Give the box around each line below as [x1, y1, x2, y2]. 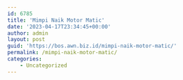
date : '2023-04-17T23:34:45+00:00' [7, 23, 111, 30]
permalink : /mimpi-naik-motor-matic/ [7, 49, 118, 56]
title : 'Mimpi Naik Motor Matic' [7, 17, 105, 24]
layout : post [7, 36, 46, 43]
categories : [7, 56, 42, 63]
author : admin [7, 29, 49, 37]
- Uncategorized [20, 62, 68, 69]
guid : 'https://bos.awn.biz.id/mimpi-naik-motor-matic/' [7, 42, 177, 49]
